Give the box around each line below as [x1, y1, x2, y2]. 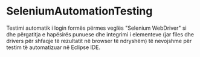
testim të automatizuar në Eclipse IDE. [6, 44, 101, 51]
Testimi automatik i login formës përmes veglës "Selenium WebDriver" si [6, 24, 187, 32]
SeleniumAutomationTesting [6, 4, 153, 18]
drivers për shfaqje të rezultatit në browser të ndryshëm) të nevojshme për [6, 37, 192, 44]
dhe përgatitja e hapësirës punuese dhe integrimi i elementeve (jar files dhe [6, 30, 195, 38]
